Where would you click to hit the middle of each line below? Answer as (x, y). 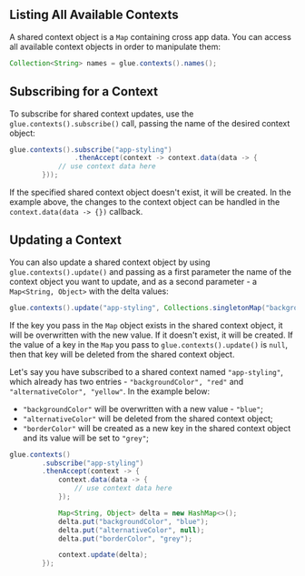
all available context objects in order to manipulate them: (115, 46)
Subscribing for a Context (84, 91)
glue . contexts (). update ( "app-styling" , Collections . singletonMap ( (138, 308)
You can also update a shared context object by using (110, 262)
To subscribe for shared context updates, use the (102, 114)
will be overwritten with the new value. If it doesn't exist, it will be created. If (151, 335)
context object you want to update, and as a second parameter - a (133, 281)
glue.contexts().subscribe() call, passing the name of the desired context (150, 123)
